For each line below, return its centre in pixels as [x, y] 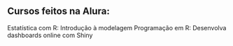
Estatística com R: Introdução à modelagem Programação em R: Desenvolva [117, 27]
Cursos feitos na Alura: [58, 11]
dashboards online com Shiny [50, 35]
